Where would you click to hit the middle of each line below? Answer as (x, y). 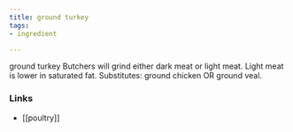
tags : (19, 26)
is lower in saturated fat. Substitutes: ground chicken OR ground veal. (136, 76)
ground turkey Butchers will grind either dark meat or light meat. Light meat (146, 66)
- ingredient (33, 33)
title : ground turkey (49, 17)
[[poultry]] (41, 117)
